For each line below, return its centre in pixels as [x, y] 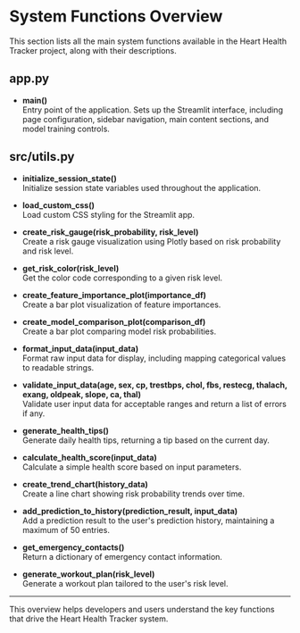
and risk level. [48, 251]
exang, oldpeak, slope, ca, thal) [81, 394]
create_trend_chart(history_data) [85, 484]
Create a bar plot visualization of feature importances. [121, 304]
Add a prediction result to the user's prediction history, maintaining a [148, 521]
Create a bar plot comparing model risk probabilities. [119, 331]
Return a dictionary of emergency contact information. [122, 556]
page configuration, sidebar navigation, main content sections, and [146, 119]
